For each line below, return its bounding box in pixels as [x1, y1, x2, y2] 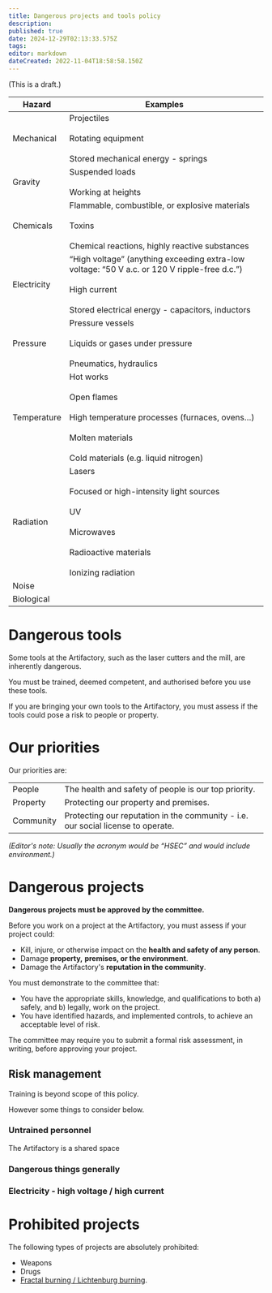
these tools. [8, 685, 48, 695]
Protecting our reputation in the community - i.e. [64, 809, 249, 821]
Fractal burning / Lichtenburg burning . [19, 1275, 148, 1285]
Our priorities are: [8, 765, 67, 775]
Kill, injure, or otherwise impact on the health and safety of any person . [19, 945, 261, 955]
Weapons [19, 1257, 53, 1267]
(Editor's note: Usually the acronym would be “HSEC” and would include [8, 841, 251, 851]
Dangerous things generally [8, 1163, 121, 1174]
